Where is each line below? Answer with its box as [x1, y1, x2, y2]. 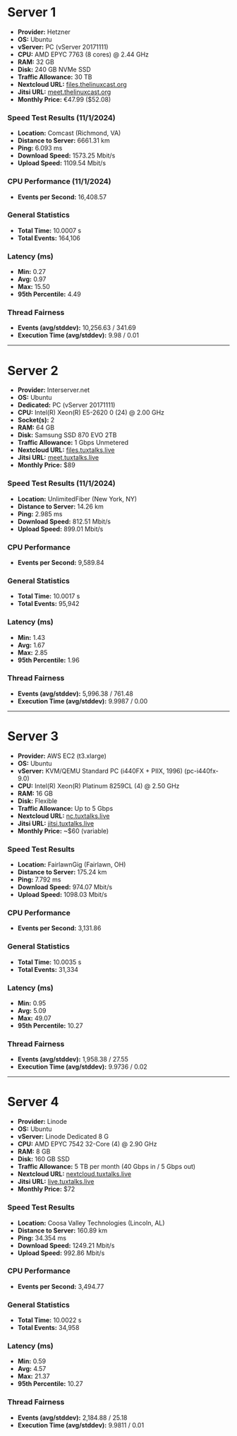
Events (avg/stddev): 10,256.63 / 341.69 [17, 324, 136, 332]
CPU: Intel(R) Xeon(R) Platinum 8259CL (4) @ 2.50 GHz [17, 781, 180, 790]
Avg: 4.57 [17, 1365, 47, 1373]
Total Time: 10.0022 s [17, 1316, 82, 1324]
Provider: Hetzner [17, 28, 71, 36]
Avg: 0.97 [17, 275, 47, 283]
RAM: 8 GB [17, 1147, 51, 1156]
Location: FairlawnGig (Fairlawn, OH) [17, 860, 126, 869]
